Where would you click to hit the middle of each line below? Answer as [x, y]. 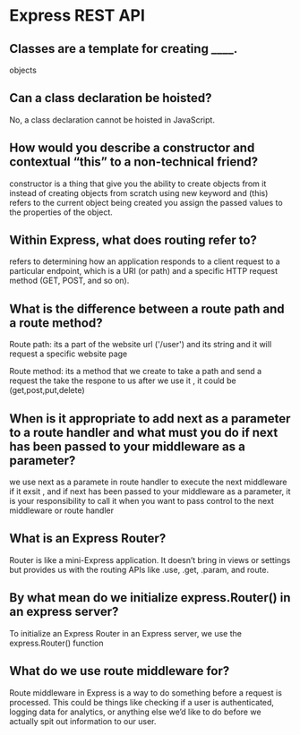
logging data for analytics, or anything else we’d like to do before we [135, 712]
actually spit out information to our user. [83, 721]
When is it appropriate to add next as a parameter [150, 419]
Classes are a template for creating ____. [124, 49]
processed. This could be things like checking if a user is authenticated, [142, 702]
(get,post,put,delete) [47, 390]
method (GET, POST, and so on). [69, 281]
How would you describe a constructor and [132, 148]
